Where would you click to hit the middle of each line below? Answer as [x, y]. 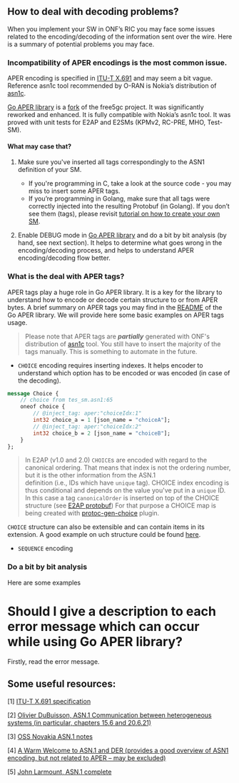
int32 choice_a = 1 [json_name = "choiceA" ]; [102, 420]
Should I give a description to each [112, 611]
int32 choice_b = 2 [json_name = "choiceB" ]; [102, 433]
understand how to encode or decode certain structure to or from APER [113, 300]
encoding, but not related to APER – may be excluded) [87, 758]
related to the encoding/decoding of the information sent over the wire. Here [120, 36]
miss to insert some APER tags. [74, 191]
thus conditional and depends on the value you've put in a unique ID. [125, 490]
